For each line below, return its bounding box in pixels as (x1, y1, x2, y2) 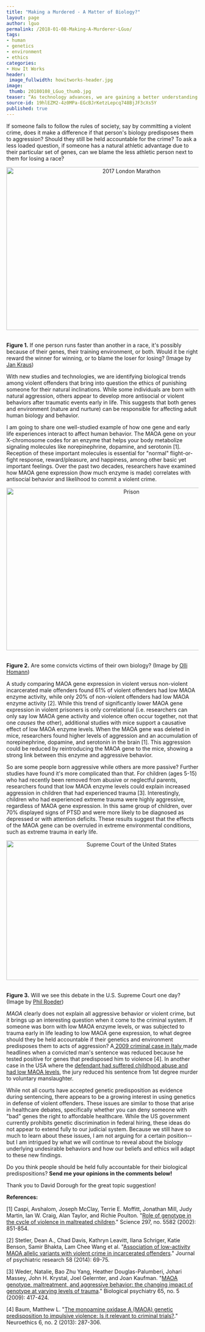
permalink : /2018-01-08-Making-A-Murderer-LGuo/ (6, 26, 132, 32)
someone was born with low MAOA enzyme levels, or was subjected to (6, 1022, 185, 1030)
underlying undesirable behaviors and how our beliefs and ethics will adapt (6, 1145, 195, 1152)
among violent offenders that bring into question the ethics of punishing (6, 379, 187, 387)
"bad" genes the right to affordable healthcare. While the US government (6, 1112, 190, 1119)
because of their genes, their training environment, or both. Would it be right (6, 348, 198, 355)
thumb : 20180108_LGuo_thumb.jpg (9, 89, 92, 95)
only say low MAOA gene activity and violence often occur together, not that (6, 712, 198, 719)
